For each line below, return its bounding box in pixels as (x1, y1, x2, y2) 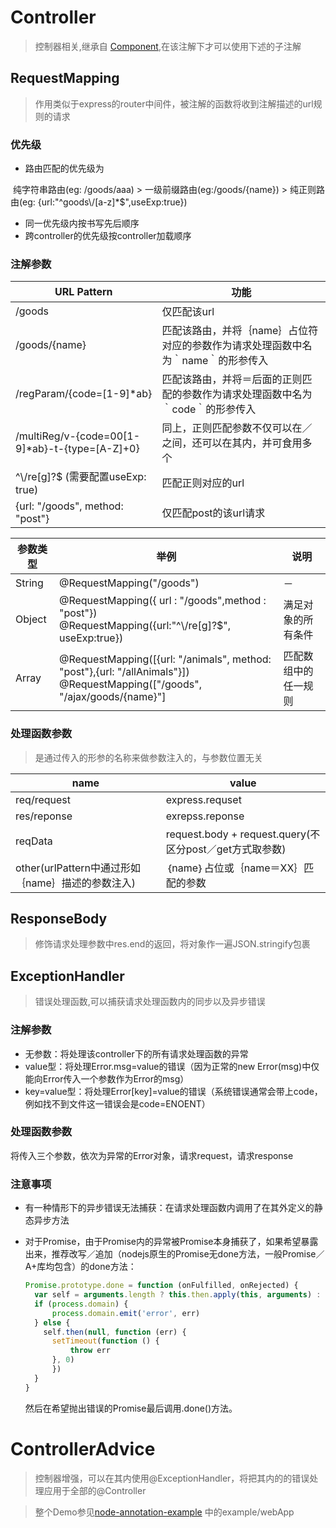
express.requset (165, 792, 242, 806)
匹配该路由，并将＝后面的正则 (161, 372, 303, 386)
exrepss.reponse (165, 809, 245, 823)
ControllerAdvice (10, 1437, 156, 1460)
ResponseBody (10, 911, 108, 928)
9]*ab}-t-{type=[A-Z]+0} (15, 442, 140, 456)
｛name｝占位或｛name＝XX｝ (165, 861, 305, 875)
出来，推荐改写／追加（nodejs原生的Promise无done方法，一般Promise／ (24, 1248, 325, 1260)
